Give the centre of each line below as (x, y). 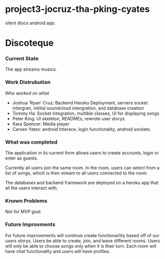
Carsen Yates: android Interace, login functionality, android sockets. (82, 129)
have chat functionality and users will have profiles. (58, 251)
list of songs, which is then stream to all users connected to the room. (77, 173)
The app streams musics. (31, 69)
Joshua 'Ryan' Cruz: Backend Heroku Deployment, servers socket (80, 102)
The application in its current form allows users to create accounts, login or (82, 153)
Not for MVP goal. (24, 212)
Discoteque (29, 43)
